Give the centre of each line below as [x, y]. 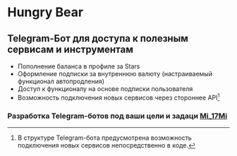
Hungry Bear [45, 12]
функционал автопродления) [61, 81]
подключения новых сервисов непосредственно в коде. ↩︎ [107, 145]
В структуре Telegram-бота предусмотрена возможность [104, 138]
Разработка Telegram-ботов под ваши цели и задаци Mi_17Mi [117, 116]
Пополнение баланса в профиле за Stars [79, 66]
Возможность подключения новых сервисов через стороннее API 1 [119, 97]
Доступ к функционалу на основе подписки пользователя [105, 89]
